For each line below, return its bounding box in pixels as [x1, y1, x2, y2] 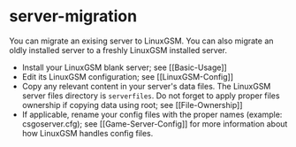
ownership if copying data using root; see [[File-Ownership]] [21, 99, 243, 110]
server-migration [9, 6, 138, 27]
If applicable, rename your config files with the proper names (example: [21, 109, 283, 120]
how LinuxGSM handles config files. [21, 128, 154, 138]
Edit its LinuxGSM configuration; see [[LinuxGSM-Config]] [21, 71, 234, 81]
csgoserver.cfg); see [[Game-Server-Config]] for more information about [21, 118, 288, 129]
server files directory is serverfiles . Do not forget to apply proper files [21, 90, 280, 101]
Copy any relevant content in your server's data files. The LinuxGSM [21, 81, 271, 91]
